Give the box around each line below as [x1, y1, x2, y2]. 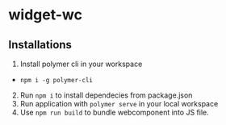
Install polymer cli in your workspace [19, 59, 143, 69]
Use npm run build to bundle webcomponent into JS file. [19, 107, 209, 117]
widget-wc [8, 6, 83, 24]
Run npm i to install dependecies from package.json [19, 90, 193, 100]
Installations [8, 38, 73, 52]
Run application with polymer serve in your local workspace [19, 99, 219, 108]
